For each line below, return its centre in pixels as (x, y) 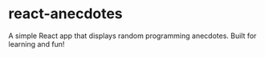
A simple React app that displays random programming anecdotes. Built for (132, 36)
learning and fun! (37, 44)
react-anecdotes (65, 14)
